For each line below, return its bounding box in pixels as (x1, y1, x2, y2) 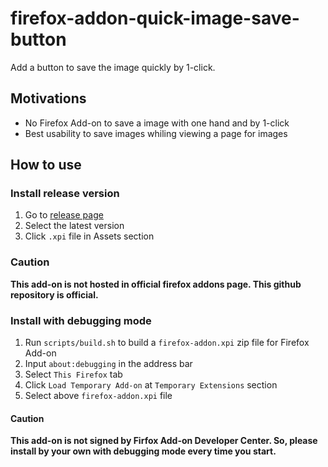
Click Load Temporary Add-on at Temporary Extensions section (24, 379, 278, 391)
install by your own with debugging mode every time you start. (10, 445, 277, 457)
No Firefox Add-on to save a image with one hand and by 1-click (24, 117, 290, 129)
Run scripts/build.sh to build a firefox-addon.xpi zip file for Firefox (24, 337, 310, 349)
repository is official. (10, 288, 99, 301)
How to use (10, 157, 82, 174)
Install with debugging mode (10, 313, 152, 327)
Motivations (10, 90, 87, 107)
